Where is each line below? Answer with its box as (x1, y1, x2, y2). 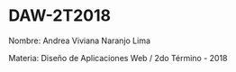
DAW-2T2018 (8, 5, 112, 26)
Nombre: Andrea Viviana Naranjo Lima (8, 35, 150, 46)
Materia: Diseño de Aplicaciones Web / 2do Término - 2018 (8, 52, 228, 63)
